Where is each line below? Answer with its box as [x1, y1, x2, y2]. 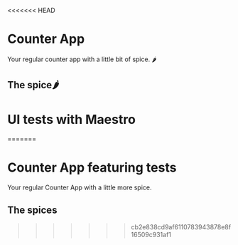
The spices [7, 204, 58, 216]
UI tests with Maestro [7, 111, 136, 127]
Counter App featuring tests [7, 160, 177, 176]
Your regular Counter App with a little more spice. [7, 183, 152, 192]
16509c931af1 [131, 231, 172, 239]
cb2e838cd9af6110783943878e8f [131, 223, 232, 231]
